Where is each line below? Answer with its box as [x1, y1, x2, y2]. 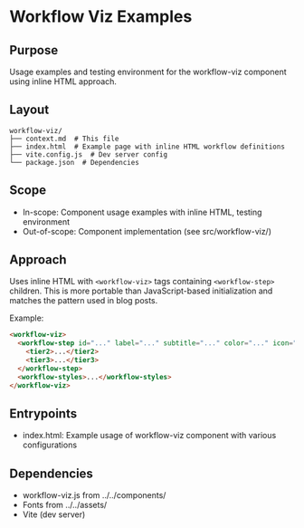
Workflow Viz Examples [9, 6, 193, 27]
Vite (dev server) [22, 509, 86, 520]
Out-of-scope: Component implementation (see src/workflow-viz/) [22, 226, 272, 236]
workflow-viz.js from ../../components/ [22, 490, 166, 501]
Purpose [9, 43, 59, 58]
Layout [9, 102, 50, 118]
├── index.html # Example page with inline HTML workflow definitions [9, 142, 285, 151]
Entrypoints [9, 406, 78, 421]
